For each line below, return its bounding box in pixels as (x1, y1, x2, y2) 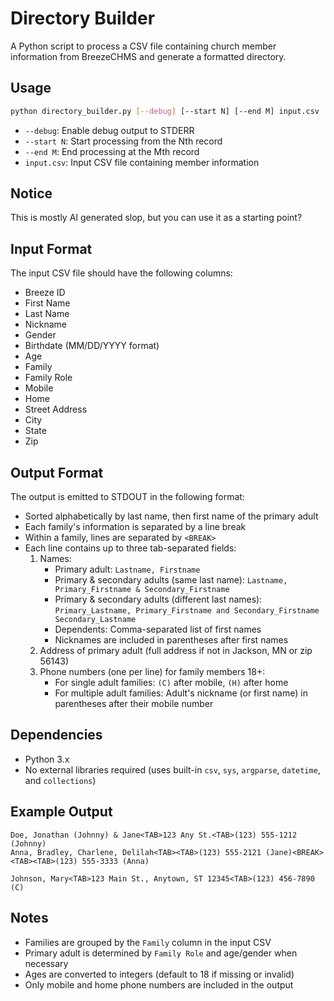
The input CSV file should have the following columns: (10, 267, 233, 279)
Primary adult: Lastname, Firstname (54, 563, 201, 576)
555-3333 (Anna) (81, 856, 150, 866)
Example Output (10, 803, 113, 821)
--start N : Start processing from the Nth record (24, 135, 223, 147)
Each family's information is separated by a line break (24, 521, 247, 533)
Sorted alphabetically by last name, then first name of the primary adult (24, 510, 319, 522)
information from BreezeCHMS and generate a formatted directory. (10, 50, 287, 62)
